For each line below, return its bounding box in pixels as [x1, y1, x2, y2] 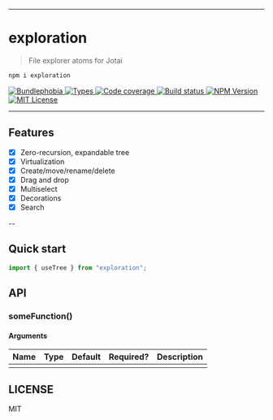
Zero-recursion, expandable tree [19, 147, 130, 157]
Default [71, 351, 102, 362]
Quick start [8, 242, 67, 256]
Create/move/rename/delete [19, 166, 115, 175]
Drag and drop [19, 175, 69, 184]
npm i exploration [8, 71, 71, 80]
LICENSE [8, 383, 54, 396]
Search [19, 202, 45, 212]
